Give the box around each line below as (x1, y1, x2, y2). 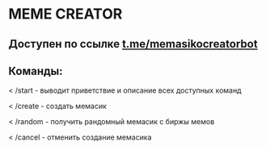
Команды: (8, 64, 63, 77)
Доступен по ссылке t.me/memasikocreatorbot (8, 37, 258, 51)
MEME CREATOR (8, 5, 123, 23)
